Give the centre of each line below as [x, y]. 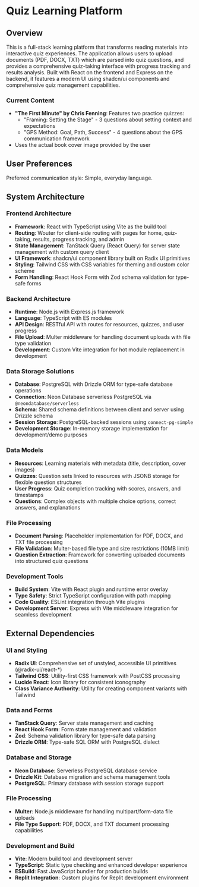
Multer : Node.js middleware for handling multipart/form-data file [94, 811]
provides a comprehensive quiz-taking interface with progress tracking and [99, 66]
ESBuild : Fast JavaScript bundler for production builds [81, 872]
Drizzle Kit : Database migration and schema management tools [92, 776]
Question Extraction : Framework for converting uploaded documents [100, 555]
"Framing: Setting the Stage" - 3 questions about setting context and [108, 119]
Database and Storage [39, 757]
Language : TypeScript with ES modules [63, 318]
